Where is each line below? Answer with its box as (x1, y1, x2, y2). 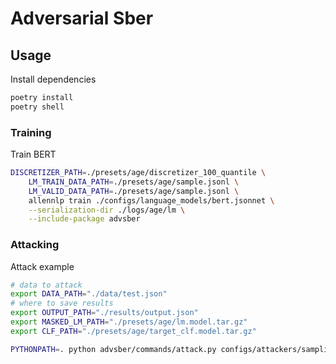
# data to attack (10, 280, 83, 290)
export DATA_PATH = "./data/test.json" (10, 289, 168, 299)
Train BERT (10, 148, 57, 161)
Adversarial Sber (10, 7, 154, 30)
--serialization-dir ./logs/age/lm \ (28, 205, 186, 215)
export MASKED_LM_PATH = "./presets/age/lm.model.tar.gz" (10, 317, 248, 327)
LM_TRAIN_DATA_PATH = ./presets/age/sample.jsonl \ (28, 177, 240, 187)
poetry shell (10, 102, 65, 112)
